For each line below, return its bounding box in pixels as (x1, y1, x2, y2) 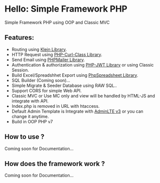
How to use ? (4, 133, 45, 141)
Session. (11, 67, 29, 73)
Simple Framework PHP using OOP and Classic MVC (4, 19, 110, 25)
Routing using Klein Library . (11, 46, 67, 52)
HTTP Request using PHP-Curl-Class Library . (11, 51, 103, 57)
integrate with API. (11, 98, 49, 104)
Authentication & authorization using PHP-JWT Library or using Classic (11, 62, 154, 67)
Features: (4, 33, 35, 42)
